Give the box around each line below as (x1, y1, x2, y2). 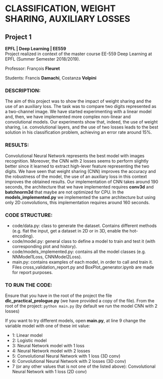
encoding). (12, 233, 34, 239)
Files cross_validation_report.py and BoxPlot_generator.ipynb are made (12, 264, 154, 270)
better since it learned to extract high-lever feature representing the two (5, 163, 149, 169)
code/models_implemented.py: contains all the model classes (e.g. (12, 249, 146, 254)
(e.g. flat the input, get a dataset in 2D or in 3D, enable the (12, 228, 129, 233)
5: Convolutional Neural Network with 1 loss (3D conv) (12, 353, 121, 359)
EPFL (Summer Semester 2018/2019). (5, 56, 80, 62)
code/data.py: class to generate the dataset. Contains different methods (12, 223, 157, 229)
